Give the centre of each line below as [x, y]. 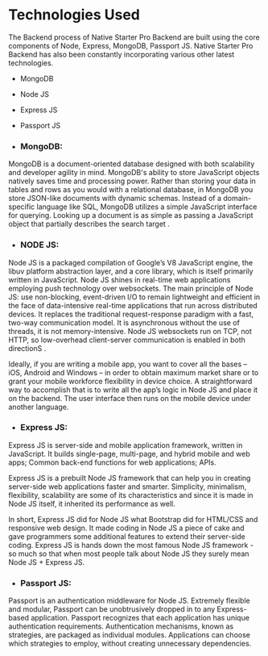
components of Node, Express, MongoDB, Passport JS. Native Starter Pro [131, 45]
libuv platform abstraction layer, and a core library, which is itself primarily [131, 271]
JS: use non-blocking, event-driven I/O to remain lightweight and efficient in [134, 297]
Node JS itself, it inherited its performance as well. [92, 503]
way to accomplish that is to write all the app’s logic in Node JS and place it [133, 390]
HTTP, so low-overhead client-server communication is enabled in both [127, 340]
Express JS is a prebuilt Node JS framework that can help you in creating [130, 478]
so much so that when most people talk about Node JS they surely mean [129, 554]
